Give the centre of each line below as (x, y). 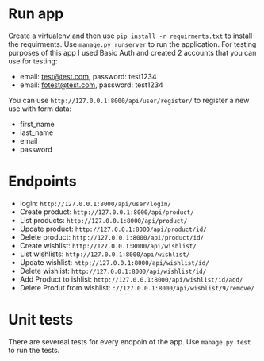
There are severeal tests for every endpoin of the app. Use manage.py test (130, 341)
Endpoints (42, 181)
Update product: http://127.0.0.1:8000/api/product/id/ (113, 229)
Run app (36, 14)
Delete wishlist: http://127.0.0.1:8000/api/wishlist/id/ (113, 271)
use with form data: (40, 109)
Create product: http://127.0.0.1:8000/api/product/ (107, 212)
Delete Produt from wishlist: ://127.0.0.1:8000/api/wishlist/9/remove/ (137, 287)
